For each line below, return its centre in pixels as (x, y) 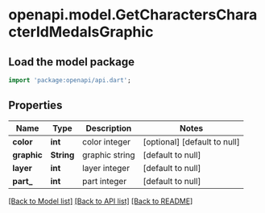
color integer (106, 141)
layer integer (106, 168)
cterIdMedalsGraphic (81, 32)
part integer (104, 181)
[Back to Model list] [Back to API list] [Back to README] (101, 201)
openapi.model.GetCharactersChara (133, 15)
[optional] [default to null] (191, 141)
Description (109, 128)
